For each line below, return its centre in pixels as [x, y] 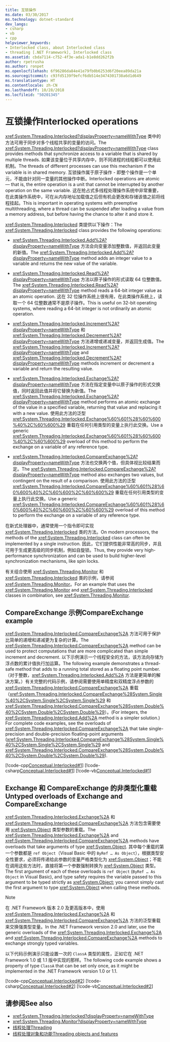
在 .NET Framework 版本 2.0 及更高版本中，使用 [55, 908]
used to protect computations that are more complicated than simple [77, 651]
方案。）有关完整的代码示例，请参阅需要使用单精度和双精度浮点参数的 [81, 681]
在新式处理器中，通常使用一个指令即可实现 [50, 526]
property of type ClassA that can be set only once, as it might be [72, 966]
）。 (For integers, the [126, 712]
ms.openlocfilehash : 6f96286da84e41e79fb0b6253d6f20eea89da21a [73, 71]
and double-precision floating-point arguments [75, 734]
